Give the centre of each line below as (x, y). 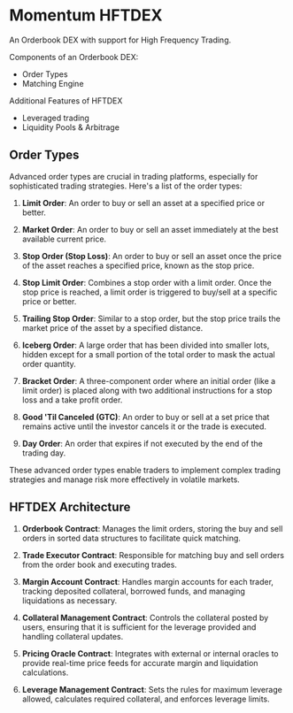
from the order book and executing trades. (99, 564)
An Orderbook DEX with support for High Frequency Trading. (120, 40)
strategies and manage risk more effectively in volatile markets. (125, 479)
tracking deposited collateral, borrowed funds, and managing (134, 591)
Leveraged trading (56, 118)
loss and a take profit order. (72, 400)
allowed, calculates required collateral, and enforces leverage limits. (146, 699)
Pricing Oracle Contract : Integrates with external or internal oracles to (150, 653)
